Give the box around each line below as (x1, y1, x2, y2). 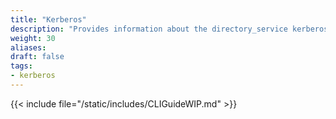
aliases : (10, 42, 47, 53)
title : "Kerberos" (10, 14, 87, 25)
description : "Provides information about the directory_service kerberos (10, 24, 329, 34)
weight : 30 (10, 33, 56, 43)
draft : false (10, 52, 65, 62)
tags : (10, 61, 33, 71)
